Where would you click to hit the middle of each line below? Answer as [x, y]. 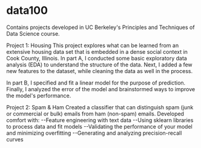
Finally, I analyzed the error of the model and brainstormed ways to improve [101, 89]
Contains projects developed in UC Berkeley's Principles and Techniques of [100, 27]
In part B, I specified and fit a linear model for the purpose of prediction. [96, 83]
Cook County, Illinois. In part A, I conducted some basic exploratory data [97, 58]
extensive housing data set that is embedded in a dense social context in [97, 51]
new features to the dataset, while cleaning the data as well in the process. [99, 71]
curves [15, 139]
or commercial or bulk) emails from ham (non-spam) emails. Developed [95, 114]
